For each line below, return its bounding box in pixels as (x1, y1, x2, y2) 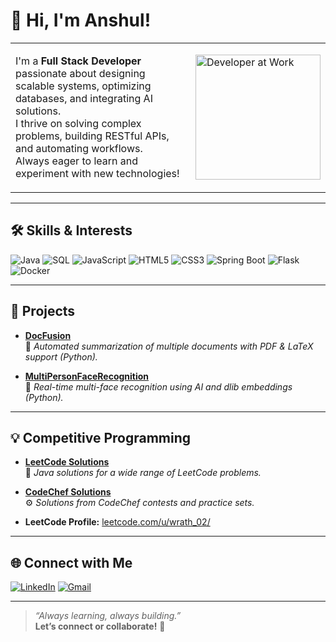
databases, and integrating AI (15, 91, 153, 105)
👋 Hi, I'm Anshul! (10, 9, 152, 32)
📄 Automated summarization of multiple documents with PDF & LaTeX (24, 340, 314, 352)
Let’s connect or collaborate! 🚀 (34, 620, 166, 633)
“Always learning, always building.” (34, 610, 182, 622)
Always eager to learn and (15, 154, 138, 168)
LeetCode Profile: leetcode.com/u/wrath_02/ (24, 516, 211, 528)
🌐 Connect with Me (10, 554, 133, 571)
